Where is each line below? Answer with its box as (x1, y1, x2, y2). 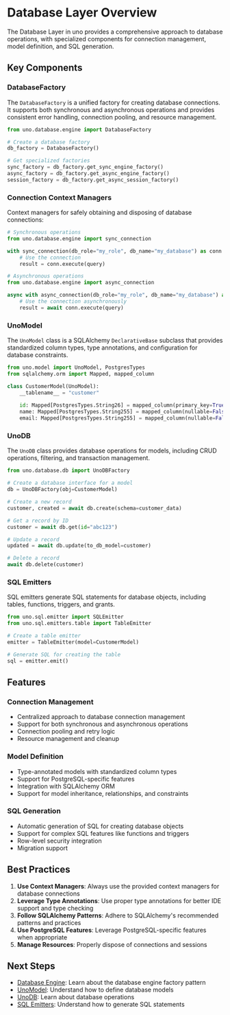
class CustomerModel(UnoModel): (7, 383, 99, 389)
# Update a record (7, 536, 60, 543)
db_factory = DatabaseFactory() (7, 145, 99, 152)
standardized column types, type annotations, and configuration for (7, 343, 198, 352)
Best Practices (7, 864, 71, 876)
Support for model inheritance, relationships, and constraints (16, 789, 189, 797)
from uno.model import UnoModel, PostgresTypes (7, 364, 146, 372)
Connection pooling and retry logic (16, 727, 116, 735)
